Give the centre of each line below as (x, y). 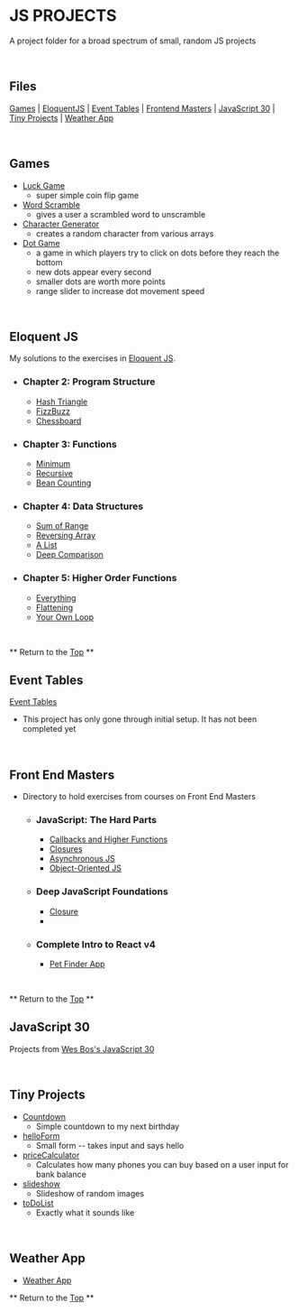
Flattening (54, 607)
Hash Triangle (62, 402)
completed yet (49, 729)
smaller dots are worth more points (101, 282)
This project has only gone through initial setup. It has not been (140, 719)
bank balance (61, 1174)
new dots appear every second (94, 272)
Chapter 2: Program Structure (89, 382)
